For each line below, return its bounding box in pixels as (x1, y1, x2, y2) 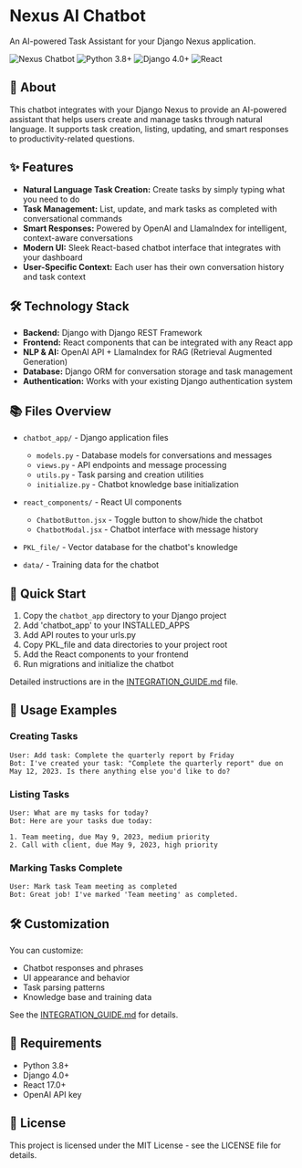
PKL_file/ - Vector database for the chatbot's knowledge (22, 542, 239, 553)
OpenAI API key (22, 1089, 82, 1100)
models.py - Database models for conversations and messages (36, 450, 272, 461)
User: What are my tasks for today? (9, 808, 149, 818)
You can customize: (9, 945, 84, 956)
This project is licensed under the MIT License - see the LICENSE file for (9, 1140, 281, 1151)
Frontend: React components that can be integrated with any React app (22, 337, 294, 348)
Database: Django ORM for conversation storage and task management (22, 366, 294, 377)
